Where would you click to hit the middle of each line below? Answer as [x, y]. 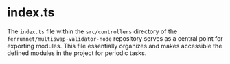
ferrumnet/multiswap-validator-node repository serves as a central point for [115, 38]
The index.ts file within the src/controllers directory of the [92, 31]
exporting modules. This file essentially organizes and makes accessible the [115, 46]
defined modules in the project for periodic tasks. [77, 53]
